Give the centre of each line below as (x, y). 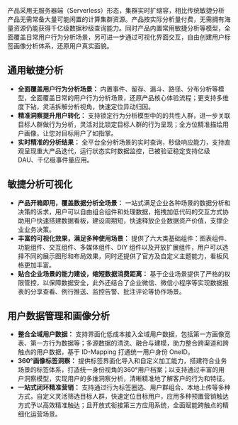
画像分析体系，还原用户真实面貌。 (63, 46)
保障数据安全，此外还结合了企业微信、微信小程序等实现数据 (136, 282)
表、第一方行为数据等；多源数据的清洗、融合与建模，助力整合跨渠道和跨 (123, 343)
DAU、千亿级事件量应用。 (55, 160)
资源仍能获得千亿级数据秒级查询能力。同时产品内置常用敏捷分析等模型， (119, 28)
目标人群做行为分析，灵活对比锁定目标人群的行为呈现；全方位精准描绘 (120, 124)
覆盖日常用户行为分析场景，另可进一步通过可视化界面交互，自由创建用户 (119, 37)
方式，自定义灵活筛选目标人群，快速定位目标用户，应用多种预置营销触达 (123, 397)
